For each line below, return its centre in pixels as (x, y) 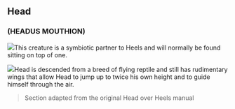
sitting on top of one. (38, 54)
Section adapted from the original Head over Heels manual (109, 98)
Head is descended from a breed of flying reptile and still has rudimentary (121, 69)
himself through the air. (41, 84)
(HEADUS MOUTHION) (46, 31)
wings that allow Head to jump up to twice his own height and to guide (109, 77)
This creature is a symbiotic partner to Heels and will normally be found (117, 48)
